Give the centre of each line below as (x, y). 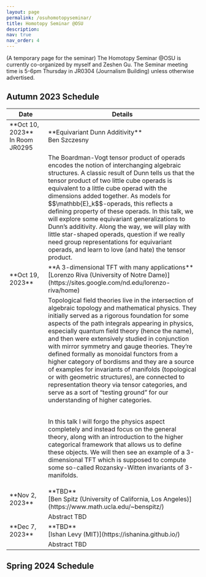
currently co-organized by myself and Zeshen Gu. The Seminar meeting (97, 64)
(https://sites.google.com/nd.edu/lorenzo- (109, 282)
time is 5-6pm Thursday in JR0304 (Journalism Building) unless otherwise (100, 71)
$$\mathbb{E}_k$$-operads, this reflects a (111, 203)
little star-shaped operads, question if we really (116, 234)
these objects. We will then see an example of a (116, 452)
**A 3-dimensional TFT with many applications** (121, 267)
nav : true (19, 35)
